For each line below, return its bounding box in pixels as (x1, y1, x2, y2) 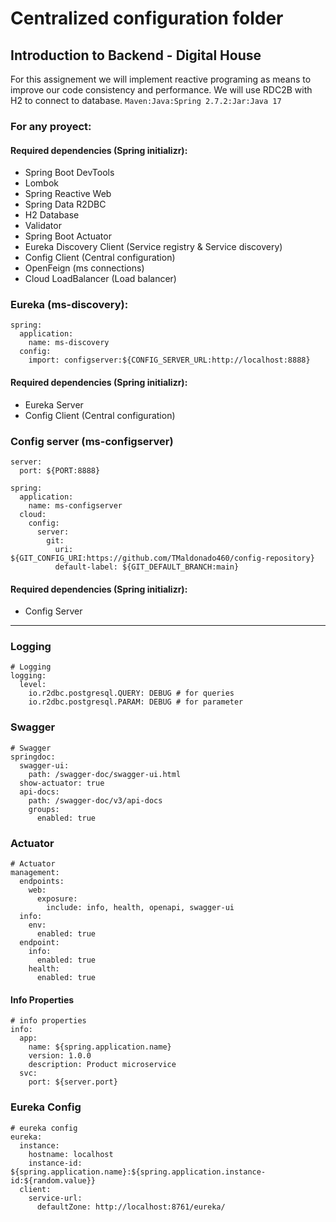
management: (10, 868, 60, 878)
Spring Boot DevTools (24, 167, 115, 179)
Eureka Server (24, 398, 84, 411)
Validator (24, 220, 62, 232)
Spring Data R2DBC (24, 198, 107, 211)
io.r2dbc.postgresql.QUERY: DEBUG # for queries (28, 688, 235, 699)
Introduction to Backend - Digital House (10, 47, 262, 64)
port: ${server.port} (28, 1077, 118, 1087)
